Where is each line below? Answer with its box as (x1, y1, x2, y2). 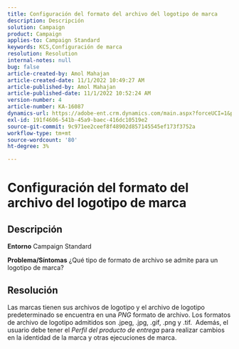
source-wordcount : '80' (7, 136, 78, 143)
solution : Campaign (7, 24, 65, 31)
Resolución (7, 284, 58, 296)
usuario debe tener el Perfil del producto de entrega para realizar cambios (7, 325, 225, 334)
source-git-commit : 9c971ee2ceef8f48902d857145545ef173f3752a (7, 123, 196, 130)
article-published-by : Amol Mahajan (7, 83, 116, 90)
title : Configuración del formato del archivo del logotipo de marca (7, 10, 218, 18)
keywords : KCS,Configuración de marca (7, 43, 122, 51)
